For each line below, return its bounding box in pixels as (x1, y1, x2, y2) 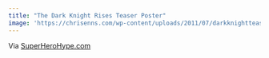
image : (8, 19, 30, 27)
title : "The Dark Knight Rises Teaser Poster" (8, 11, 167, 20)
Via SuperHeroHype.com (8, 41, 91, 50)
